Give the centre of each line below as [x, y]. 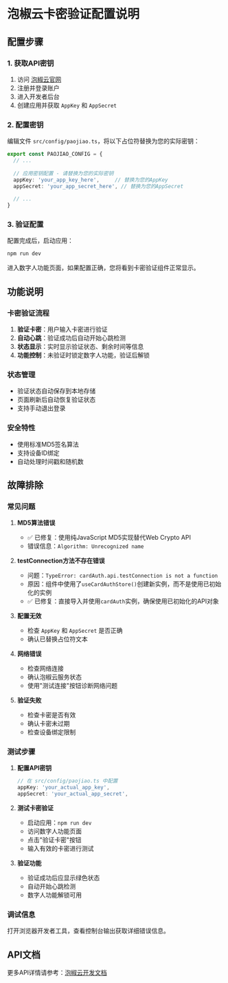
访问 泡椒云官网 [39, 79]
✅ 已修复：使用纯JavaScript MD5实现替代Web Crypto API [109, 538]
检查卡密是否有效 [52, 715]
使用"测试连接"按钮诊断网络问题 [72, 686]
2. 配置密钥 [25, 125]
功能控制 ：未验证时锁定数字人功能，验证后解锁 [83, 355]
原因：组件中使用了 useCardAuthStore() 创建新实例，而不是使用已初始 [124, 584]
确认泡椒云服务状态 [55, 677]
